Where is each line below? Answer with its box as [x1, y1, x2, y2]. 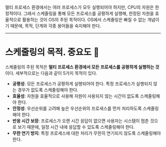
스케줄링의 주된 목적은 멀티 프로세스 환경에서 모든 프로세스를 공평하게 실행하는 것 [5, 64, 160, 70]
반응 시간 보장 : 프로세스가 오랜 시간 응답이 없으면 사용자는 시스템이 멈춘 [12, 118, 149, 124]
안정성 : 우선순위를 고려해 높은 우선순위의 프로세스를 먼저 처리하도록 [12, 105, 142, 111]
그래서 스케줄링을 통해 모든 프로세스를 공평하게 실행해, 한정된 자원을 [23, 10, 154, 16]
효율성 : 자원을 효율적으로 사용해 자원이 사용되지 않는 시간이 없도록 [12, 93, 139, 99]
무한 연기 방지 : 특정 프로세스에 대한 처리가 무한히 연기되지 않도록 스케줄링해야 [12, 130, 161, 136]
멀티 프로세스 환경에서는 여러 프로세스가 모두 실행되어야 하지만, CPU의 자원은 [5, 4, 154, 10]
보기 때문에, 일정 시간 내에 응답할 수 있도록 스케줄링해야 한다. [17, 124, 135, 130]
